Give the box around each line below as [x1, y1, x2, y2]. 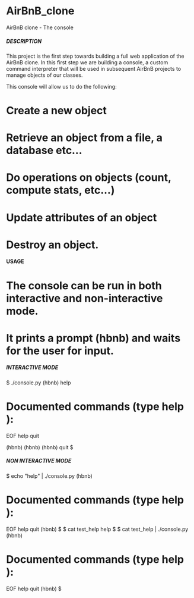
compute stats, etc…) [6, 183, 115, 197]
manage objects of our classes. [6, 71, 83, 79]
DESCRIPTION [6, 37, 42, 45]
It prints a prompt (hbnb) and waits [6, 331, 181, 345]
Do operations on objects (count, [6, 171, 171, 184]
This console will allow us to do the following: [6, 83, 117, 90]
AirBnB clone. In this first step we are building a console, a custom [6, 58, 168, 66]
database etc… [6, 144, 82, 157]
